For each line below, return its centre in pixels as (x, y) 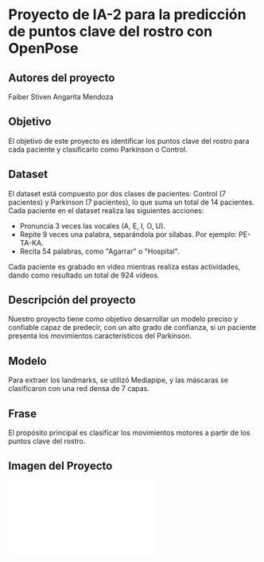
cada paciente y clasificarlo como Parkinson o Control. (98, 149)
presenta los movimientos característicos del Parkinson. (100, 336)
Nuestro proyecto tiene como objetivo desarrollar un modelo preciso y (123, 319)
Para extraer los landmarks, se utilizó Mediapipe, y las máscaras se (118, 380)
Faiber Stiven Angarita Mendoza (61, 97)
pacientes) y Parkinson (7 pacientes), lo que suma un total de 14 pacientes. (131, 202)
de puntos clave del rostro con (111, 31)
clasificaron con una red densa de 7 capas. (79, 389)
